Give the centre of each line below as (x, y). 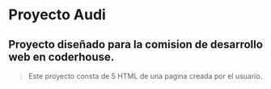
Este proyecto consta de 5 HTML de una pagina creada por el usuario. (145, 76)
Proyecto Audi (57, 15)
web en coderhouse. (61, 57)
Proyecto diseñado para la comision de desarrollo (135, 44)
